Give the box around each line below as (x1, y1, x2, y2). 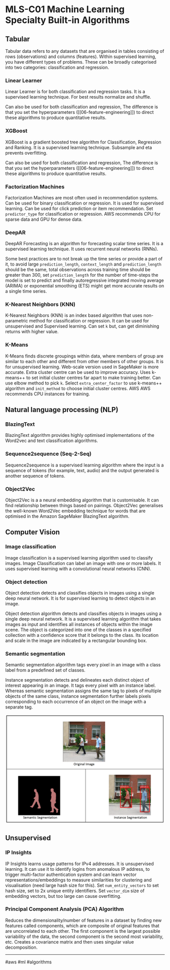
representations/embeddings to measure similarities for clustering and (5, 876, 152, 883)
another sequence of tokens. (5, 473, 66, 479)
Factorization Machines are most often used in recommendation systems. (5, 194, 158, 200)
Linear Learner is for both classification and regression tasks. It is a (5, 89, 145, 95)
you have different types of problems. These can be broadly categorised (5, 59, 157, 65)
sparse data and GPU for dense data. (5, 216, 82, 222)
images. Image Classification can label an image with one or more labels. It (5, 560, 161, 566)
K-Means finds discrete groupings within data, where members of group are (5, 352, 163, 359)
